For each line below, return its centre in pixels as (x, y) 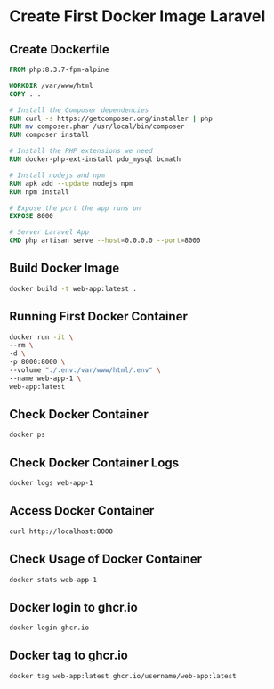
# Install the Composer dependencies (79, 110)
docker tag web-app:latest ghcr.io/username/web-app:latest (123, 676)
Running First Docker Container (99, 316)
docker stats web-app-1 (53, 580)
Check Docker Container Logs (94, 462)
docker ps (28, 435)
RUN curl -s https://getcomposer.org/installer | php (111, 118)
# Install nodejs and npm (57, 175)
